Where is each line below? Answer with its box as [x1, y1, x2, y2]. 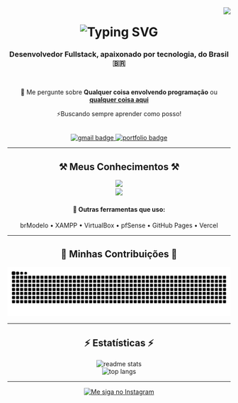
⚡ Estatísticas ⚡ [84, 337, 154, 349]
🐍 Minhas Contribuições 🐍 [60, 248, 178, 260]
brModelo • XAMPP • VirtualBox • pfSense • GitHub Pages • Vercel [20, 221, 218, 229]
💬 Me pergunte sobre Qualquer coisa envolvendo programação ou [20, 88, 218, 96]
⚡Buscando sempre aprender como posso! [56, 110, 182, 118]
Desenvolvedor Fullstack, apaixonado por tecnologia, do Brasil [9, 50, 229, 59]
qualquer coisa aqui [89, 96, 149, 104]
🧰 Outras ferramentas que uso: [72, 205, 166, 213]
